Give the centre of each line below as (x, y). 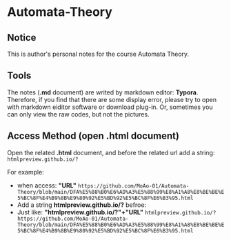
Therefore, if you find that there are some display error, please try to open (112, 99)
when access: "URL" (47, 185)
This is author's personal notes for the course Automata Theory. (98, 54)
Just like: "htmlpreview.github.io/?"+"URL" (80, 212)
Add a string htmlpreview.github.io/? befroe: (82, 205)
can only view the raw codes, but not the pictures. (78, 114)
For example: (26, 172)
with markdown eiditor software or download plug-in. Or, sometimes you (110, 107)
